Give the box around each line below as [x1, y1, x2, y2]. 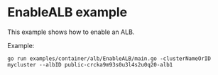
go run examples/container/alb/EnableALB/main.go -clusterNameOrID [7, 54, 212, 62]
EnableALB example [7, 4, 128, 21]
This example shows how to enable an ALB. [7, 28, 135, 36]
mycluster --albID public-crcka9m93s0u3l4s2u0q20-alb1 [7, 61, 173, 68]
